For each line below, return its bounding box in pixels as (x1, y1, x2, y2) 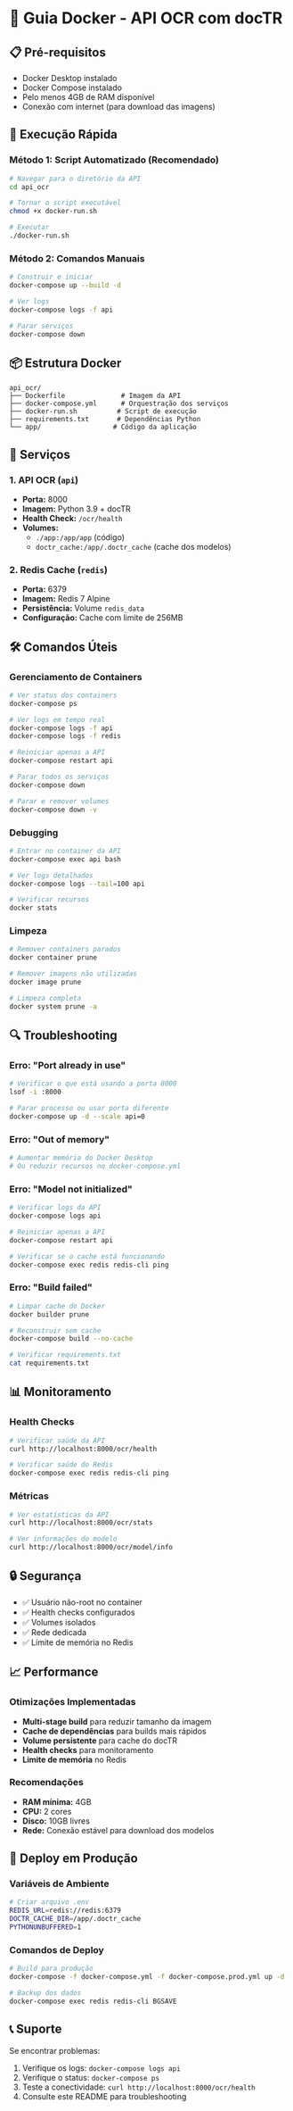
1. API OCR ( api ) (9, 473, 78, 486)
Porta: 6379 (21, 584, 68, 594)
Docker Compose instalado (21, 82, 123, 93)
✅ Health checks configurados (21, 1607, 135, 1617)
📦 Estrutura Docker (9, 355, 122, 370)
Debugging (9, 826, 59, 838)
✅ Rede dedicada (21, 1626, 87, 1637)
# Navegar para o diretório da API (9, 174, 142, 183)
